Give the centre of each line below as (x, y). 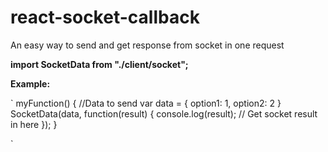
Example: (30, 83)
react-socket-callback (105, 17)
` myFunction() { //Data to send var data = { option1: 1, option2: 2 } (146, 103)
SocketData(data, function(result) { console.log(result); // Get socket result (164, 113)
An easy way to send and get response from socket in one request (147, 45)
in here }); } (34, 124)
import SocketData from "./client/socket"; (99, 64)
